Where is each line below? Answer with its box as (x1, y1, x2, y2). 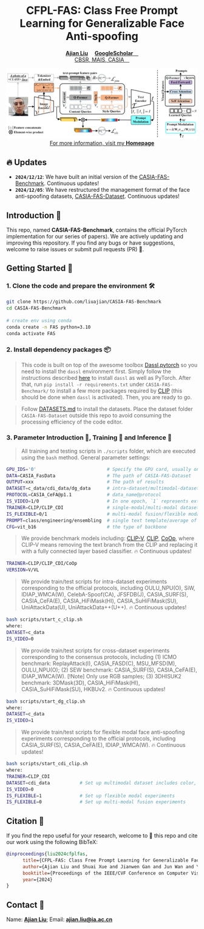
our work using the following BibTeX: (6, 839, 98, 846)
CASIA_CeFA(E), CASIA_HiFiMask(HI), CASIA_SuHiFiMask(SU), (21, 597, 178, 604)
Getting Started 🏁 (6, 263, 73, 274)
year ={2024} (22, 876, 53, 883)
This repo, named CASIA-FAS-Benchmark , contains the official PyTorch (6, 226, 187, 234)
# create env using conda (6, 318, 72, 324)
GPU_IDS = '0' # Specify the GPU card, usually (6, 466, 191, 472)
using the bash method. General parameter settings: (21, 453, 151, 461)
